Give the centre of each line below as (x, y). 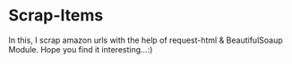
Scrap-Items (56, 16)
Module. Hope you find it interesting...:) (81, 49)
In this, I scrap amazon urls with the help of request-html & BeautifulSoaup (146, 40)
